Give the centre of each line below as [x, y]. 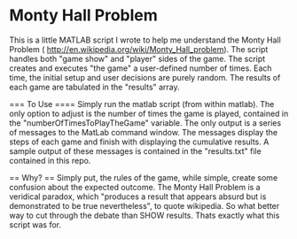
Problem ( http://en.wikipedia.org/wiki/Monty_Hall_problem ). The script [139, 49]
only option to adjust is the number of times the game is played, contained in [149, 113]
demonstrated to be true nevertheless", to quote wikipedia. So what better [145, 205]
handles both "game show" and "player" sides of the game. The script [137, 58]
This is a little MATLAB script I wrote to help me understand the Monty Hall [145, 40]
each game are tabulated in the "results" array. [94, 87]
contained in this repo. [50, 160]
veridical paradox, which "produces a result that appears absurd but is [138, 197]
